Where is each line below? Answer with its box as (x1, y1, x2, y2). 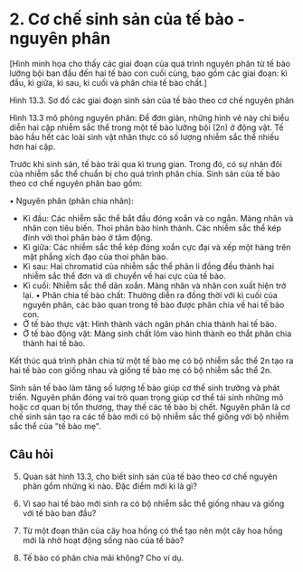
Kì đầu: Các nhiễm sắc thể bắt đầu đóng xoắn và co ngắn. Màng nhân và (22, 212, 294, 223)
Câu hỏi (9, 447, 54, 463)
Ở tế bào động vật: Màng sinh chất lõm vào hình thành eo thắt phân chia (22, 328, 292, 339)
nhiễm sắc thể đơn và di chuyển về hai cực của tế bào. (22, 270, 226, 281)
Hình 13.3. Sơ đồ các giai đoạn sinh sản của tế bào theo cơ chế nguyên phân (9, 95, 295, 106)
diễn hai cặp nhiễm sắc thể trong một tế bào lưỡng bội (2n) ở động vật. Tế (9, 122, 284, 133)
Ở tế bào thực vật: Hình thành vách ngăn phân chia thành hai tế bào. (22, 318, 278, 329)
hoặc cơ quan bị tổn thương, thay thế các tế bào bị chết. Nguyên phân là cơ (9, 401, 291, 412)
